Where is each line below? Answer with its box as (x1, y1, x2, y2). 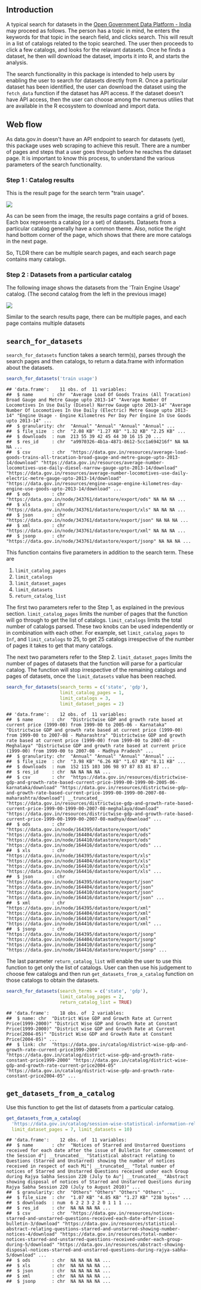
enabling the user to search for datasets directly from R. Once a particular (6, 77, 188, 84)
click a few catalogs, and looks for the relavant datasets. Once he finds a (6, 46, 185, 53)
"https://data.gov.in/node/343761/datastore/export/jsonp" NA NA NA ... (6, 538, 191, 544)
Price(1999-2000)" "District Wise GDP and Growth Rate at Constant (6, 1021, 178, 1027)
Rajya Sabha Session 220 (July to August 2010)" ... (6, 1184, 141, 1190)
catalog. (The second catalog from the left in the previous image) (6, 290, 166, 298)
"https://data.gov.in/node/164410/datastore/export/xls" (6, 863, 151, 869)
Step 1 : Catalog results (6, 176, 75, 184)
